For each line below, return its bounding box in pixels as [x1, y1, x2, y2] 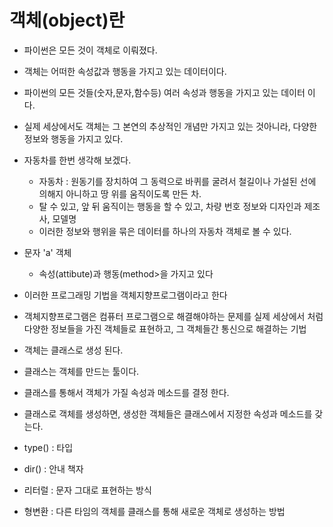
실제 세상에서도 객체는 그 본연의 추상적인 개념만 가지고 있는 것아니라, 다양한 [23, 120, 318, 132]
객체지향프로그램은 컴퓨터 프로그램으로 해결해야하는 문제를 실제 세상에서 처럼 [23, 310, 324, 322]
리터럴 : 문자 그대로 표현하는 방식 [23, 484, 152, 496]
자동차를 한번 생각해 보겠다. [23, 154, 132, 166]
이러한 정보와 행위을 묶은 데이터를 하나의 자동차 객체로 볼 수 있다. [38, 225, 292, 237]
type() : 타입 [23, 441, 74, 453]
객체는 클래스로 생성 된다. [23, 344, 124, 356]
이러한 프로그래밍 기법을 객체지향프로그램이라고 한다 [23, 289, 228, 301]
